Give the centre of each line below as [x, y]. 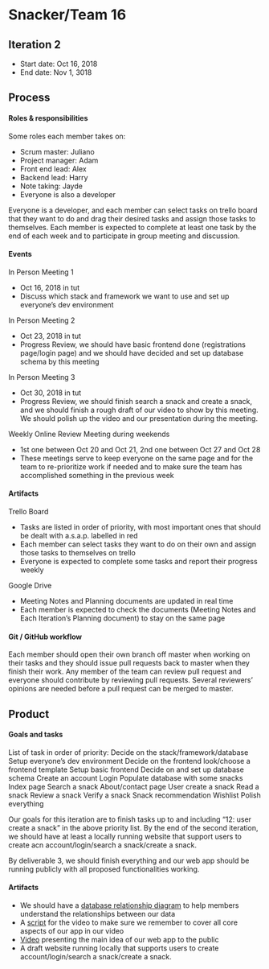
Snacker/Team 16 [67, 15]
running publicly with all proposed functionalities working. [104, 869]
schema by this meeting [59, 361]
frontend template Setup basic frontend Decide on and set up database [126, 769]
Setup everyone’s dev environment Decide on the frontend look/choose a [129, 761]
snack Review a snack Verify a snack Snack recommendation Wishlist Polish [134, 795]
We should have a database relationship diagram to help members [129, 905]
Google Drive [30, 586]
